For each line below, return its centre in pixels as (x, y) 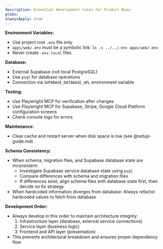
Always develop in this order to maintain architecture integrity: (75, 216)
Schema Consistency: (28, 151)
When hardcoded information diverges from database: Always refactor (84, 192)
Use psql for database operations (46, 77)
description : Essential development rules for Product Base (68, 10)
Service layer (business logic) (50, 226)
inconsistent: (25, 166)
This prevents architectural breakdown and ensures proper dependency (85, 237)
